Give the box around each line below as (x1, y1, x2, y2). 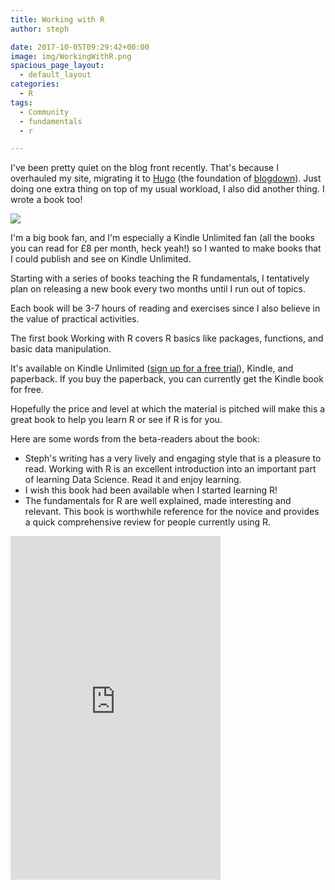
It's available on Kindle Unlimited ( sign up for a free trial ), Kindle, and (10, 362, 294, 375)
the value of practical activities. (10, 313, 140, 325)
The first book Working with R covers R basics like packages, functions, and (10, 332, 324, 345)
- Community (19, 107, 70, 117)
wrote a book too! (10, 194, 83, 206)
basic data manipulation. (10, 343, 112, 355)
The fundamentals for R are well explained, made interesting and (24, 495, 292, 507)
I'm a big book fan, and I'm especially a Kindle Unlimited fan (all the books (10, 232, 315, 244)
